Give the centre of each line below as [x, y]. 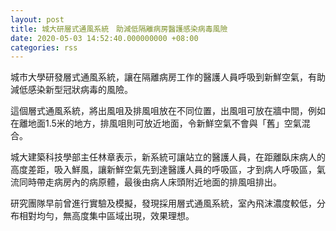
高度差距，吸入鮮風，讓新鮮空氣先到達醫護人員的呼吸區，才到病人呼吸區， [163, 170]
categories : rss [44, 47]
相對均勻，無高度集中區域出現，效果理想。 [106, 216]
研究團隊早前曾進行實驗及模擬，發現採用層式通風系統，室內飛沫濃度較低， [163, 203]
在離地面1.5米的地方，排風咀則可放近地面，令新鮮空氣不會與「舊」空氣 [156, 123]
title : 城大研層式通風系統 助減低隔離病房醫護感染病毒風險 [119, 29]
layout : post [37, 19]
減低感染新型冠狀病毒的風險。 [71, 90]
